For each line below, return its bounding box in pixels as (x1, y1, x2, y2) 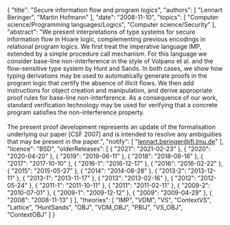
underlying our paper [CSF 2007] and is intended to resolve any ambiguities (7, 130, 222, 138)
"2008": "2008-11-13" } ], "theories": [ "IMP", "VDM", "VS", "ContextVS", (7, 196, 211, 204)
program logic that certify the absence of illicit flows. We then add (7, 79, 194, 87)
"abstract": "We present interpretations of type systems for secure (7, 28, 196, 36)
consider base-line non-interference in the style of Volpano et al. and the (7, 57, 214, 65)
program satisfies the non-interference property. (7, 108, 145, 116)
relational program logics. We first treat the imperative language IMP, (7, 43, 202, 50)
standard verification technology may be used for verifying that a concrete (7, 101, 218, 109)
